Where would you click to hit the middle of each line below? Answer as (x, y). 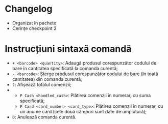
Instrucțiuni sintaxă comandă (68, 49)
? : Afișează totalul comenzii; (42, 84)
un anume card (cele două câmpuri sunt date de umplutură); (83, 111)
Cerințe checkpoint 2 (34, 28)
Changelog (29, 9)
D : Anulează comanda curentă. (44, 117)
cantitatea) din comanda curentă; (47, 79)
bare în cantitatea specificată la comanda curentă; (65, 68)
